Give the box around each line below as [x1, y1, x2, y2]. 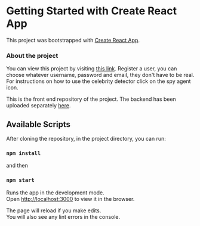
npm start [6, 177, 35, 184]
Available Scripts [6, 119, 70, 129]
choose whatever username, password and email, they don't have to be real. [6, 72, 195, 79]
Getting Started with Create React [6, 4, 177, 18]
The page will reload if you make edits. [6, 207, 101, 214]
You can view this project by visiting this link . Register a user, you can [6, 65, 177, 72]
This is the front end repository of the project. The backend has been [6, 95, 176, 103]
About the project [6, 51, 59, 60]
